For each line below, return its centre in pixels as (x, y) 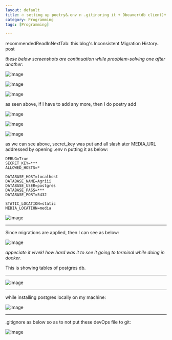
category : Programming (29, 20)
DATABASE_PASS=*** (25, 191)
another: (14, 64)
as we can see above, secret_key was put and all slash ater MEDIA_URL (81, 144)
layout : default (23, 10)
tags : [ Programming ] (27, 24)
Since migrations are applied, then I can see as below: (62, 233)
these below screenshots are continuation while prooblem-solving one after (85, 59)
